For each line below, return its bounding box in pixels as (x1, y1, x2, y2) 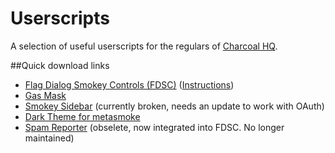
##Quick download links (10, 59, 110, 71)
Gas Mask (24, 89, 67, 101)
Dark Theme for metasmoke (24, 110, 141, 122)
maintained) (24, 132, 75, 144)
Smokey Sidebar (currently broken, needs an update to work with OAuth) (24, 100, 325, 112)
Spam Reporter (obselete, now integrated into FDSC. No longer (24, 121, 285, 133)
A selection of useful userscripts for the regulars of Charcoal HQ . (10, 40, 278, 52)
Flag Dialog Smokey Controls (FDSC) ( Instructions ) (24, 78, 235, 91)
